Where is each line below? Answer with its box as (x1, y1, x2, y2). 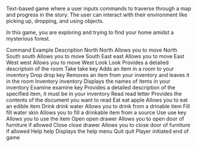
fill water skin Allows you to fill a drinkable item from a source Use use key (6, 109, 187, 116)
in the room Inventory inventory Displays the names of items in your (6, 78, 170, 85)
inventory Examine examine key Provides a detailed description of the (6, 84, 176, 91)
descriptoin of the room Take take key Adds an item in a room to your (6, 65, 174, 72)
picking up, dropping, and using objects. (6, 18, 104, 24)
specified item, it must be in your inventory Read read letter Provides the (6, 91, 182, 97)
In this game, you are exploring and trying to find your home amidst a (6, 29, 174, 36)
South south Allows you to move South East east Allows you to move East (6, 53, 185, 59)
